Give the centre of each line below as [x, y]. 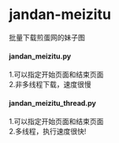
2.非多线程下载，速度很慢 [50, 85]
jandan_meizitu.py [40, 56]
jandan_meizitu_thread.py [53, 103]
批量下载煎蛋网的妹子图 [47, 37]
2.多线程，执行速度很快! [48, 131]
